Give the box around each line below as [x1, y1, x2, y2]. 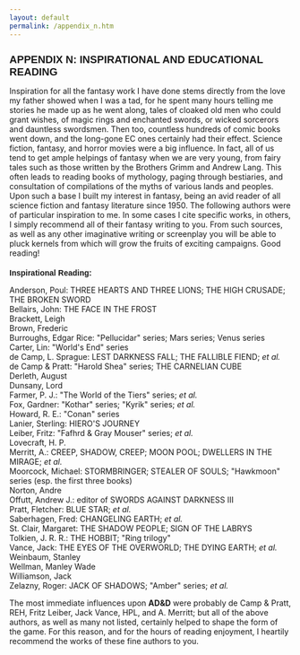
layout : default [9, 13, 70, 22]
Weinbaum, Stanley [9, 552, 81, 563]
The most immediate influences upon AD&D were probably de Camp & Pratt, [9, 598, 292, 608]
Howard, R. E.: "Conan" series [9, 409, 120, 420]
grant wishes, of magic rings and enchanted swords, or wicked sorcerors [9, 114, 279, 125]
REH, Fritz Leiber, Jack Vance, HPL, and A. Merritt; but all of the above [9, 607, 269, 618]
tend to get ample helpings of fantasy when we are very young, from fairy [9, 152, 281, 162]
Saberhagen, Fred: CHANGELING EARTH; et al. [9, 513, 184, 525]
